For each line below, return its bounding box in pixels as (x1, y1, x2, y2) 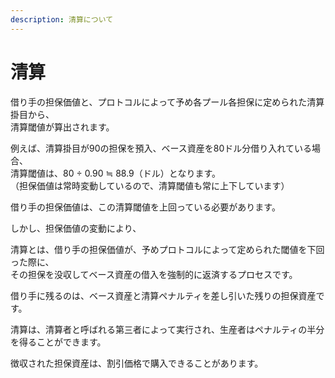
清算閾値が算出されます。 (10, 121, 115, 133)
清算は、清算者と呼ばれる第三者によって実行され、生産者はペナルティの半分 (10, 323, 325, 335)
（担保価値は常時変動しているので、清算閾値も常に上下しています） (10, 179, 290, 191)
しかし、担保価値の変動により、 (10, 222, 142, 234)
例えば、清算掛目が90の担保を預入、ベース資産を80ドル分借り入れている (10, 142, 312, 154)
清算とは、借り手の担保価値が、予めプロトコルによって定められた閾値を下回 (10, 243, 325, 255)
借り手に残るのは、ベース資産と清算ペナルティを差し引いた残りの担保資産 (10, 289, 317, 301)
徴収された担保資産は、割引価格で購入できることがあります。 (10, 357, 264, 369)
